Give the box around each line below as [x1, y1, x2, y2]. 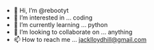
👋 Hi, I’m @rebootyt [13, 7, 69, 14]
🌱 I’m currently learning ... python [13, 21, 108, 28]
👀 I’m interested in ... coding [13, 14, 93, 22]
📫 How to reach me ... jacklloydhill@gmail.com [13, 36, 147, 43]
